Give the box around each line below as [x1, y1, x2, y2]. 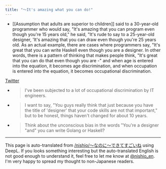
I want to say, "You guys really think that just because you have [24, 102, 154, 108]
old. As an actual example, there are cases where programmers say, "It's [12, 42, 161, 47]
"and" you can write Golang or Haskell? [24, 127, 105, 133]
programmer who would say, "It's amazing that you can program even [12, 26, 155, 32]
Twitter [5, 78, 20, 84]
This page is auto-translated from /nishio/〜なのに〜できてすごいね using [5, 142, 154, 148]
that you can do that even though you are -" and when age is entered [12, 57, 153, 63]
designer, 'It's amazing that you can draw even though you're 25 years [12, 37, 157, 42]
